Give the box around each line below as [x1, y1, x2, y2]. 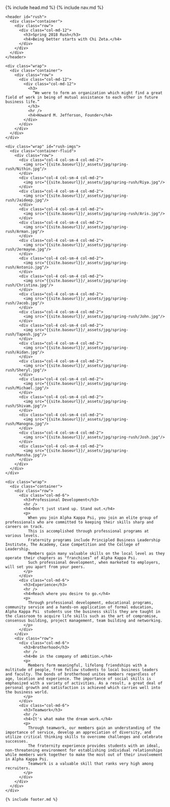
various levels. [5, 533, 40, 538]
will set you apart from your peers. [5, 564, 86, 569]
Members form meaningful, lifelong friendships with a [27, 663, 147, 668]
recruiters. [5, 766, 31, 771]
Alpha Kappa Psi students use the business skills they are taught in [5, 609, 160, 614]
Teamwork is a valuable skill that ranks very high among [27, 761, 154, 766]
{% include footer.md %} [5, 797, 58, 802]
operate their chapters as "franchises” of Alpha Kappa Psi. [5, 556, 138, 561]
